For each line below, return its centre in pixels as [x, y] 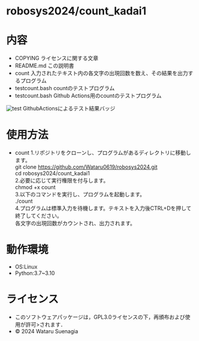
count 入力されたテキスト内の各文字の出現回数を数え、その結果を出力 [101, 73]
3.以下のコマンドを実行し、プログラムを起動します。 [80, 195]
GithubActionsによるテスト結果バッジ [69, 109]
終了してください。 [38, 216]
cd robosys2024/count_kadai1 [52, 174]
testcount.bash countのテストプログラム [65, 88]
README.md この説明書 [44, 66]
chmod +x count [35, 187]
